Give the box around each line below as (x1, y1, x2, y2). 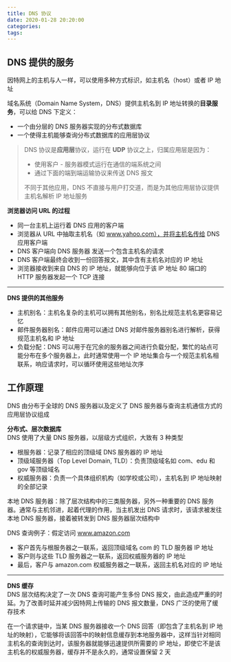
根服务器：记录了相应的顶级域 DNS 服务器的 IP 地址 (16, 448, 163, 456)
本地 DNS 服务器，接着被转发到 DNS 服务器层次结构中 (7, 514, 160, 522)
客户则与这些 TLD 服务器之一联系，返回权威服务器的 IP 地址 (16, 551, 186, 560)
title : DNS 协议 (7, 10, 52, 17)
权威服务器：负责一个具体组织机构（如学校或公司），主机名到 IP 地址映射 (16, 474, 222, 482)
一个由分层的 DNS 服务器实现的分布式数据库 (16, 122, 142, 131)
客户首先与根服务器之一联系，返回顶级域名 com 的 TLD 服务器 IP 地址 (16, 543, 214, 551)
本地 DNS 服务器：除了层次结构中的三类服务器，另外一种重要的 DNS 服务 (7, 496, 214, 505)
